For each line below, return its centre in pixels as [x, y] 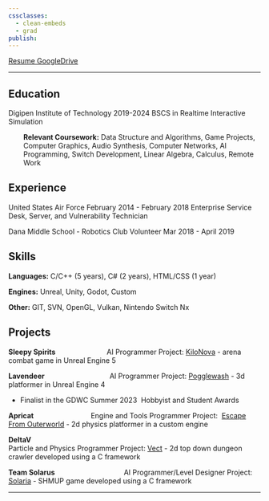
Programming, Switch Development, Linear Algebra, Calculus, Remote [139, 154]
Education [34, 94]
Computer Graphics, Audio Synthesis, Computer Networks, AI [125, 146]
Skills [22, 257]
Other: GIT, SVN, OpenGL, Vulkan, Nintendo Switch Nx [99, 307]
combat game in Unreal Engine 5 [62, 360]
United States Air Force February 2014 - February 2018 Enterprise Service [130, 207]
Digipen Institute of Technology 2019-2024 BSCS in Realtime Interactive [127, 113]
